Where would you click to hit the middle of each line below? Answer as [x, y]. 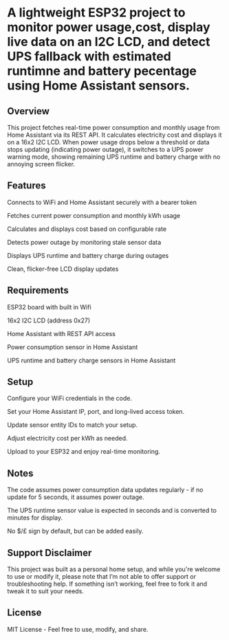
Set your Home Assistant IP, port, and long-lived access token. [96, 412]
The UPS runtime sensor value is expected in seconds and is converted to [112, 511]
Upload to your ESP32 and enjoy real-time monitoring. [84, 452]
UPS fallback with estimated [89, 57]
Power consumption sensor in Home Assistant [73, 347]
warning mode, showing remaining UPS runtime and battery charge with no [114, 157]
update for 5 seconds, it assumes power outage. [76, 497]
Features [26, 186]
